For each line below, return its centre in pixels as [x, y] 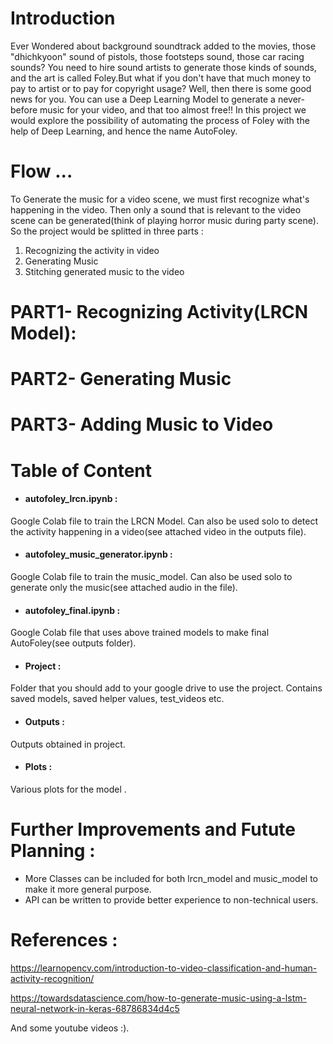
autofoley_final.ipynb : [72, 610]
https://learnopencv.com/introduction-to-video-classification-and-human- [164, 968]
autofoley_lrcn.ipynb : [71, 499]
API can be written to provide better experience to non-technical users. [171, 899]
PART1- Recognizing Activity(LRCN [159, 312]
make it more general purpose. [88, 889]
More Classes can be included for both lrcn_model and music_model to [171, 878]
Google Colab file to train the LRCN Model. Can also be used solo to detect [164, 521]
